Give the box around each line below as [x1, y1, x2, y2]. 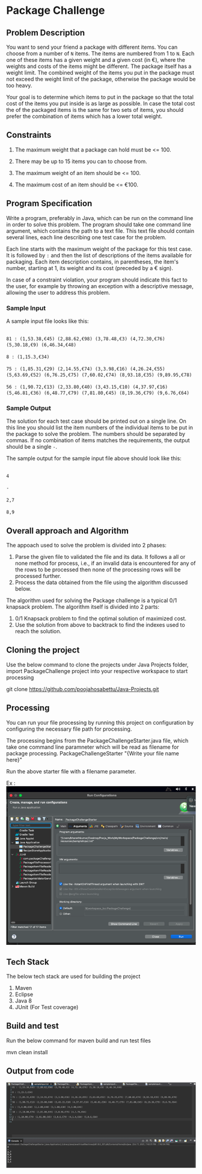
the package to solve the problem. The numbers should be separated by [6, 431, 185, 438]
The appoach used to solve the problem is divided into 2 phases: [6, 542, 167, 549]
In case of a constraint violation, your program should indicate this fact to [6, 276, 188, 283]
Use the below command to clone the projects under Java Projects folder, [6, 661, 189, 668]
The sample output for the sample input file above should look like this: [6, 455, 182, 462]
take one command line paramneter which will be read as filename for [6, 743, 179, 751]
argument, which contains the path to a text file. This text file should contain [6, 227, 195, 235]
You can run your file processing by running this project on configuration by [6, 719, 194, 726]
